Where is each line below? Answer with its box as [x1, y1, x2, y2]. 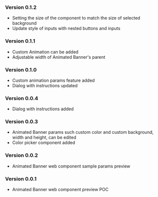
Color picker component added [12, 140, 75, 146]
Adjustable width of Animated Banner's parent [12, 54, 106, 60]
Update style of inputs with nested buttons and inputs [12, 25, 121, 31]
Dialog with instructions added [12, 106, 74, 112]
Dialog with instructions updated [12, 82, 78, 88]
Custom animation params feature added [12, 77, 95, 83]
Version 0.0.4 [5, 95, 38, 101]
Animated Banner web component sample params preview [12, 163, 131, 169]
